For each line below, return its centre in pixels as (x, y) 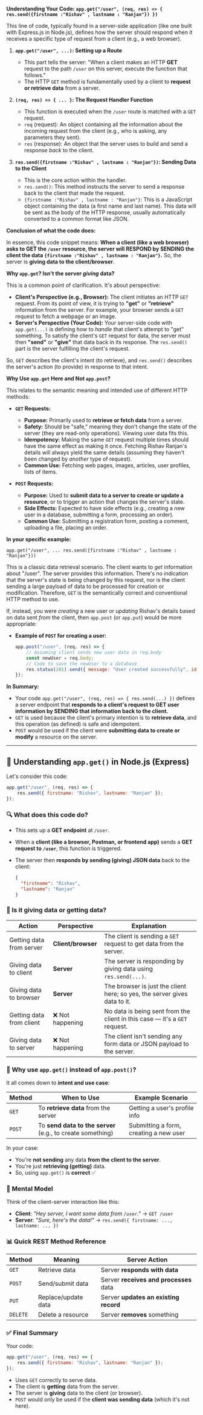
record (111, 1305)
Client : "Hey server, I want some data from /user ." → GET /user (94, 1214)
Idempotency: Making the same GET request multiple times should (106, 440)
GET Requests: (33, 408)
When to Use (80, 1098)
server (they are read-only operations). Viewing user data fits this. (106, 433)
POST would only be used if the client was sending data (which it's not (102, 1399)
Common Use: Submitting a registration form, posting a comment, (106, 521)
